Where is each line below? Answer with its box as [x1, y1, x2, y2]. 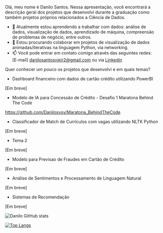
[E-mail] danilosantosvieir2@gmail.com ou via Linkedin [12, 57, 123, 63]
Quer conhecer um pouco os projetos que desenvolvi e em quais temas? [5, 67, 151, 72]
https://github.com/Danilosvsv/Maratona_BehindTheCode [5, 109, 121, 115]
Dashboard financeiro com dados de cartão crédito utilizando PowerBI [12, 76, 153, 82]
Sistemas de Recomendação [12, 194, 70, 200]
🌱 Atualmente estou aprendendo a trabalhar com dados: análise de [12, 24, 146, 30]
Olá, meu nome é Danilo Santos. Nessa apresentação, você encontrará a [5, 4, 151, 10]
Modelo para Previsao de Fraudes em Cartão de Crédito [12, 157, 125, 162]
